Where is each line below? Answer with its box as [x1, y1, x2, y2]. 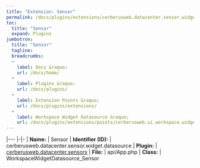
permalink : [6, 14, 33, 20]
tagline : [11, 48, 33, 54]
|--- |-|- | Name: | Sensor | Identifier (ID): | [6, 136, 112, 143]
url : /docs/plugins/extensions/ [17, 102, 97, 109]
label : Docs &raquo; [17, 64, 68, 70]
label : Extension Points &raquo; [17, 97, 100, 103]
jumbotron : [6, 36, 33, 42]
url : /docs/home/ [17, 70, 60, 76]
